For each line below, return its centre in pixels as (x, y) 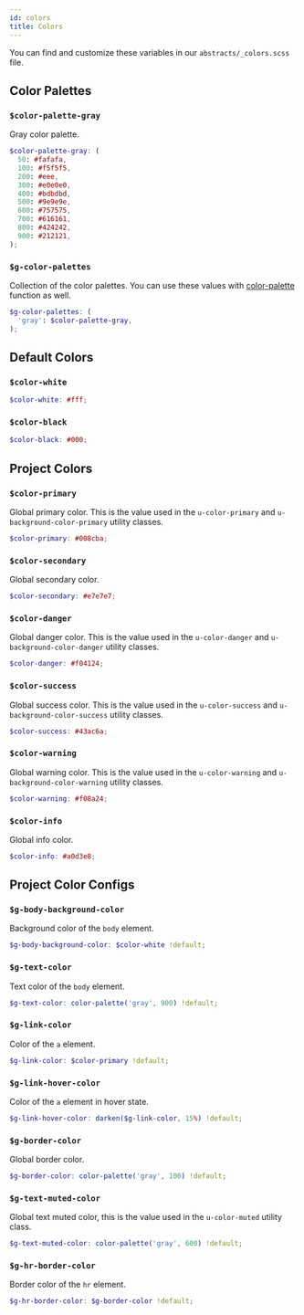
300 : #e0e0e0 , (44, 185)
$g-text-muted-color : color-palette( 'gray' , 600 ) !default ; (126, 1244)
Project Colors (51, 468)
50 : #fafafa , (42, 160)
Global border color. (47, 1160)
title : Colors (37, 26)
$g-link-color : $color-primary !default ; (89, 1060)
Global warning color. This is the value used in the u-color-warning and (143, 772)
